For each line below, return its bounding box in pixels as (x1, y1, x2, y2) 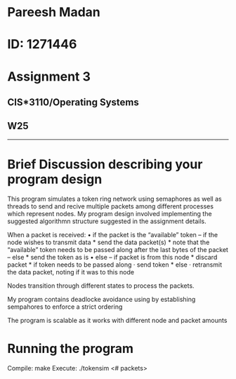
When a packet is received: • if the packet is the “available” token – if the (7, 230, 218, 239)
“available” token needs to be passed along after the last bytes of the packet (7, 245, 228, 253)
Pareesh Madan (7, 4, 100, 20)
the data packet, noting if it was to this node (7, 267, 135, 276)
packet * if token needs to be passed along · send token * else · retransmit (7, 260, 223, 269)
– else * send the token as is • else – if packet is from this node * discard (7, 253, 218, 261)
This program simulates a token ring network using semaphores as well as (7, 194, 223, 203)
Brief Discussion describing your (7, 156, 203, 172)
